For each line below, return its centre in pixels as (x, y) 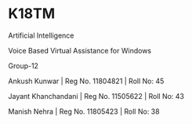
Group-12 (24, 66)
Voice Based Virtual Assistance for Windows (80, 50)
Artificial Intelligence (41, 35)
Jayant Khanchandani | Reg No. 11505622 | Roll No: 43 (96, 96)
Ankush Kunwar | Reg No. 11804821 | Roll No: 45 (86, 81)
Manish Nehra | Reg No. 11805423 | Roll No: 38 (84, 111)
